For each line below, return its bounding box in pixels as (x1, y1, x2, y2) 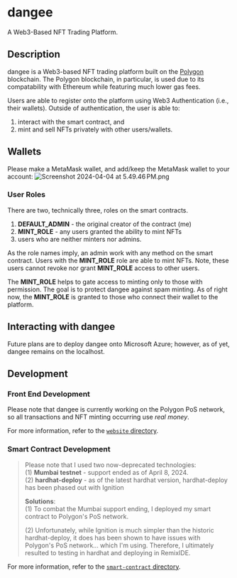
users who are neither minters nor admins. (17, 235, 142, 243)
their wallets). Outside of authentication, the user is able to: (7, 104, 180, 112)
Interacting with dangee (7, 321, 116, 333)
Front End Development (7, 389, 91, 399)
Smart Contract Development (7, 444, 111, 454)
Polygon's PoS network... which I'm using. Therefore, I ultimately (24, 541, 214, 550)
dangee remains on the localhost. (7, 347, 105, 355)
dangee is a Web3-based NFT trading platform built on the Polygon (7, 67, 204, 75)
